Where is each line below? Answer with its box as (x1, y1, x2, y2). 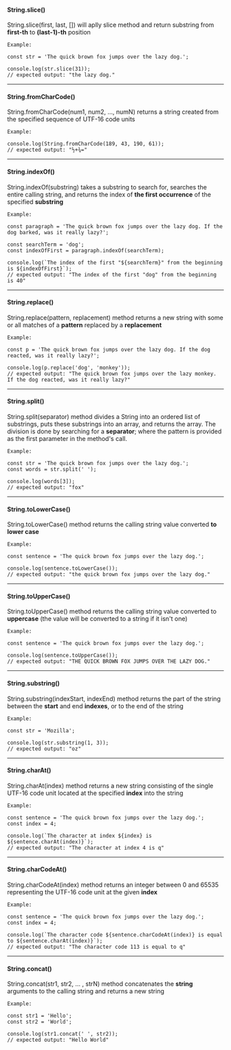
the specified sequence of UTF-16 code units (7, 115, 135, 123)
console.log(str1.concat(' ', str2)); (7, 1031, 118, 1038)
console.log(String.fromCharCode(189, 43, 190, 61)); (7, 141, 165, 147)
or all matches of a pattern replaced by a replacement (7, 320, 162, 329)
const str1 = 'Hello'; (7, 1013, 72, 1020)
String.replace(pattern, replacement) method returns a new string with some (7, 313, 223, 322)
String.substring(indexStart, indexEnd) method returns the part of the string (7, 694, 221, 703)
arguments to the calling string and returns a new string (7, 987, 165, 996)
